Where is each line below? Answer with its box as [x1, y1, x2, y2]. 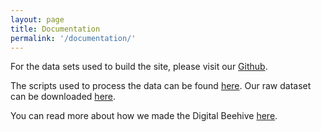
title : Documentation [10, 24, 101, 34]
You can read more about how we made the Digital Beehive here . [10, 110, 278, 122]
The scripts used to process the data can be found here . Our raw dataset [10, 80, 312, 92]
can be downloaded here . [10, 91, 117, 103]
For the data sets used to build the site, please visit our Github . [10, 61, 268, 73]
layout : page [10, 14, 65, 25]
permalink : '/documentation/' [10, 33, 137, 43]
